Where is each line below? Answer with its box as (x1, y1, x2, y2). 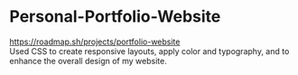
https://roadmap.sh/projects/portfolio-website (9, 36, 181, 47)
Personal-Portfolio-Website (9, 6, 221, 27)
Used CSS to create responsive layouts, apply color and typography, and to (9, 45, 290, 56)
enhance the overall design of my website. (9, 55, 167, 66)
